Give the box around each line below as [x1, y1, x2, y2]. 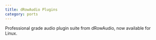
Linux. [5, 30, 18, 36]
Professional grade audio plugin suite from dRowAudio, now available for [5, 25, 151, 31]
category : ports [5, 12, 38, 17]
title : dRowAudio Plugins [5, 7, 58, 12]
